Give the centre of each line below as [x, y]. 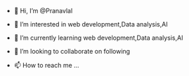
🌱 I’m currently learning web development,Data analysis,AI [98, 38]
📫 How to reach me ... [46, 65]
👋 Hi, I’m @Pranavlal [43, 11]
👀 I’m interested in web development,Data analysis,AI [91, 24]
